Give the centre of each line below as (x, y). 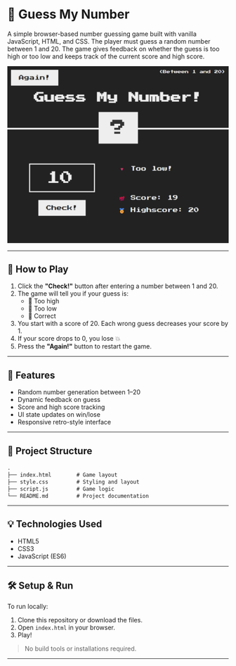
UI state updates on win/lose (59, 415)
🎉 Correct (42, 316)
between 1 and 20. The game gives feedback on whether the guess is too (113, 49)
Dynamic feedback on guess (59, 400)
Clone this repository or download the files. (80, 620)
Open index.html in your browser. (66, 627)
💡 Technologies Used (55, 524)
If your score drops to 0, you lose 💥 (69, 339)
